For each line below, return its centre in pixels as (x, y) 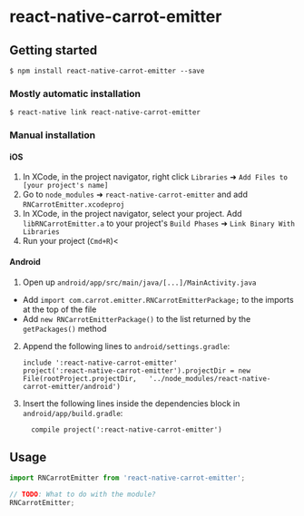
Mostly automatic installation (75, 93)
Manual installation (53, 135)
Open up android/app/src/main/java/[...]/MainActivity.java (139, 282)
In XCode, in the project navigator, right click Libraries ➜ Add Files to (155, 177)
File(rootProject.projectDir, (80, 378)
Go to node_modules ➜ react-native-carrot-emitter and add (135, 195)
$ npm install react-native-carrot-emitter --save (107, 71)
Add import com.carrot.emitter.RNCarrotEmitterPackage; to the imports (158, 299)
